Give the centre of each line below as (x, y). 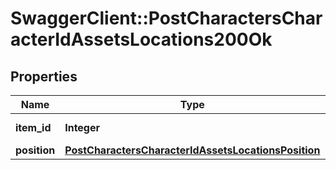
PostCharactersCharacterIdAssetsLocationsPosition (192, 150)
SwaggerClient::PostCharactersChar (166, 18)
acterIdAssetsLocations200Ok (141, 39)
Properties (44, 76)
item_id (33, 127)
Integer (82, 127)
